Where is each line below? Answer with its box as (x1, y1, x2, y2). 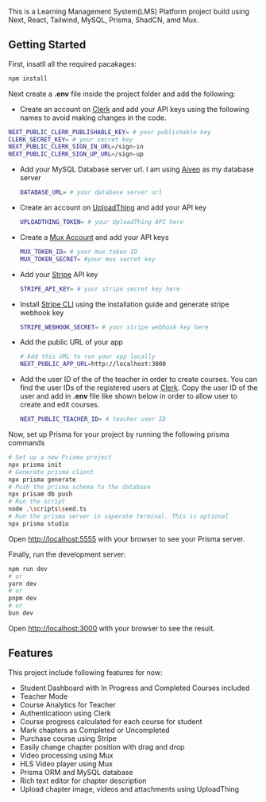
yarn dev (8, 580, 37, 588)
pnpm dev (8, 595, 37, 603)
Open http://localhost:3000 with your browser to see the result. (8, 623, 216, 633)
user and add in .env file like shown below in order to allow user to (19, 391, 238, 401)
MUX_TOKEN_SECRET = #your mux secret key (19, 255, 156, 263)
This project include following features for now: (8, 667, 163, 677)
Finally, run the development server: (8, 549, 126, 559)
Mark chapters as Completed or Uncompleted (19, 725, 170, 735)
